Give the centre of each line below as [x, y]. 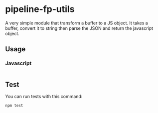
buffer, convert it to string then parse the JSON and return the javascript [79, 28]
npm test [14, 106]
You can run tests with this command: [44, 97]
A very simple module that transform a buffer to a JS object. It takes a [77, 23]
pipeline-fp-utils [40, 9]
